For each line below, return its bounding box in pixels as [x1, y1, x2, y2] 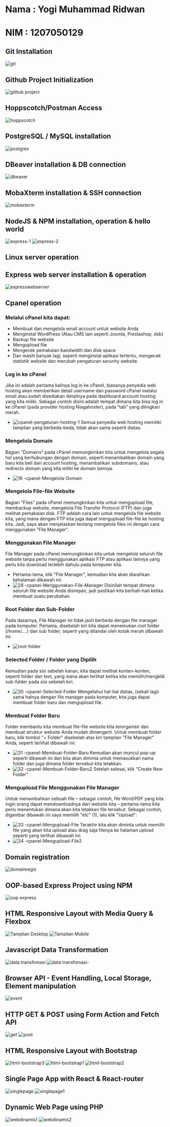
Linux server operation [5, 253, 79, 262]
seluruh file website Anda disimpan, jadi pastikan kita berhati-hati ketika [12, 587, 164, 594]
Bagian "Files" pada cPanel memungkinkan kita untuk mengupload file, [5, 499, 154, 505]
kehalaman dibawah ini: [12, 577, 63, 583]
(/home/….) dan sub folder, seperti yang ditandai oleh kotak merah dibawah [5, 628, 164, 634]
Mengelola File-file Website [5, 488, 75, 495]
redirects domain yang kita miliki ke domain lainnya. [5, 465, 114, 471]
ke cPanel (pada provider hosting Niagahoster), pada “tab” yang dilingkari [5, 404, 160, 410]
